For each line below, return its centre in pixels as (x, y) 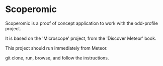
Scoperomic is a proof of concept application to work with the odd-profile (82, 23)
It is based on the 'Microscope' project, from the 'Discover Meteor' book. (81, 38)
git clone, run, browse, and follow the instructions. (57, 58)
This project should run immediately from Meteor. (56, 48)
